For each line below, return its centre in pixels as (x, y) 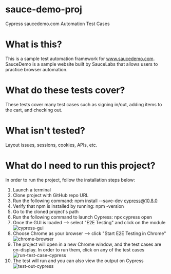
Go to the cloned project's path (46, 211)
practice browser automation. (36, 69)
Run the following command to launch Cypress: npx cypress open (82, 217)
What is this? (34, 44)
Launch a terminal (32, 190)
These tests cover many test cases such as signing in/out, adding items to (84, 104)
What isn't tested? (45, 131)
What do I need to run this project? (80, 165)
